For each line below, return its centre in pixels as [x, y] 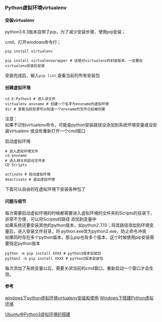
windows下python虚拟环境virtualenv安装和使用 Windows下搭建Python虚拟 [79, 298]
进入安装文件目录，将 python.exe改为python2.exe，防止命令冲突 [82, 231]
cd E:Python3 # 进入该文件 [30, 99]
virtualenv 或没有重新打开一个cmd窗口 [47, 131]
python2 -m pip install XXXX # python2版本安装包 [54, 258]
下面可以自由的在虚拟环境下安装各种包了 [45, 189]
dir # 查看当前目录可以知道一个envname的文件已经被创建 [55, 109]
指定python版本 [24, 243]
